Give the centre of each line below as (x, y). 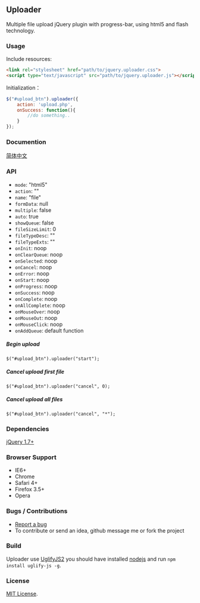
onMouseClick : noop (39, 324)
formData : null (32, 204)
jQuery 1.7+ (20, 442)
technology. (21, 30)
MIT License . (22, 594)
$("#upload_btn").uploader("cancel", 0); (58, 386)
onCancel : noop (33, 267)
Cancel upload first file (35, 372)
